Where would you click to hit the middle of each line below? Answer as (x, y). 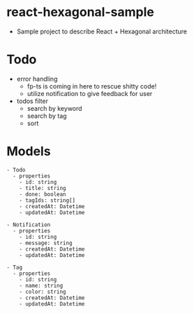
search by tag (47, 116)
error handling (37, 79)
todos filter (32, 101)
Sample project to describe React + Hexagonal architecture (102, 31)
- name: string (41, 285)
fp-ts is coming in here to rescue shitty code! (92, 86)
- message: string (46, 243)
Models (29, 151)
